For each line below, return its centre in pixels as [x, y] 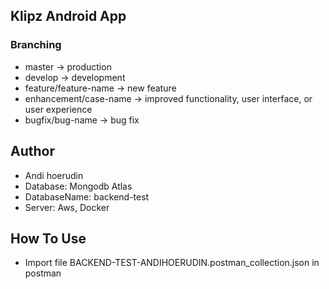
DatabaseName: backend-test [87, 196]
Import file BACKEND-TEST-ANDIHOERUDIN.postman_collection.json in [172, 263]
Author [32, 151]
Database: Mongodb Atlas [78, 186]
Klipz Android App [68, 16]
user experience [58, 109]
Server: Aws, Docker [67, 207]
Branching [36, 45]
